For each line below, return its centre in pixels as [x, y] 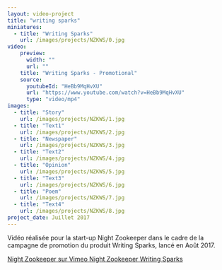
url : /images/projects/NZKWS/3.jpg [72, 146]
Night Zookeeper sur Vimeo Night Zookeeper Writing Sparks [95, 259]
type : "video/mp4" [53, 100]
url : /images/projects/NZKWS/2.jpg [72, 132]
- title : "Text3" [39, 178]
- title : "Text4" [39, 205]
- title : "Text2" [39, 152]
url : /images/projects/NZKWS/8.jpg [72, 211]
